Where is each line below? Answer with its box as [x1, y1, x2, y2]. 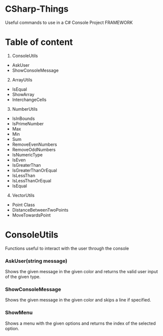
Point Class [12, 201, 35, 208]
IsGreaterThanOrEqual [12, 167, 57, 173]
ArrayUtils [12, 77, 33, 82]
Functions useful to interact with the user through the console [5, 245, 129, 251]
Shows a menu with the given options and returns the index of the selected [5, 320, 156, 326]
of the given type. [5, 274, 41, 280]
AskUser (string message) [5, 257, 67, 264]
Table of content [5, 37, 73, 48]
